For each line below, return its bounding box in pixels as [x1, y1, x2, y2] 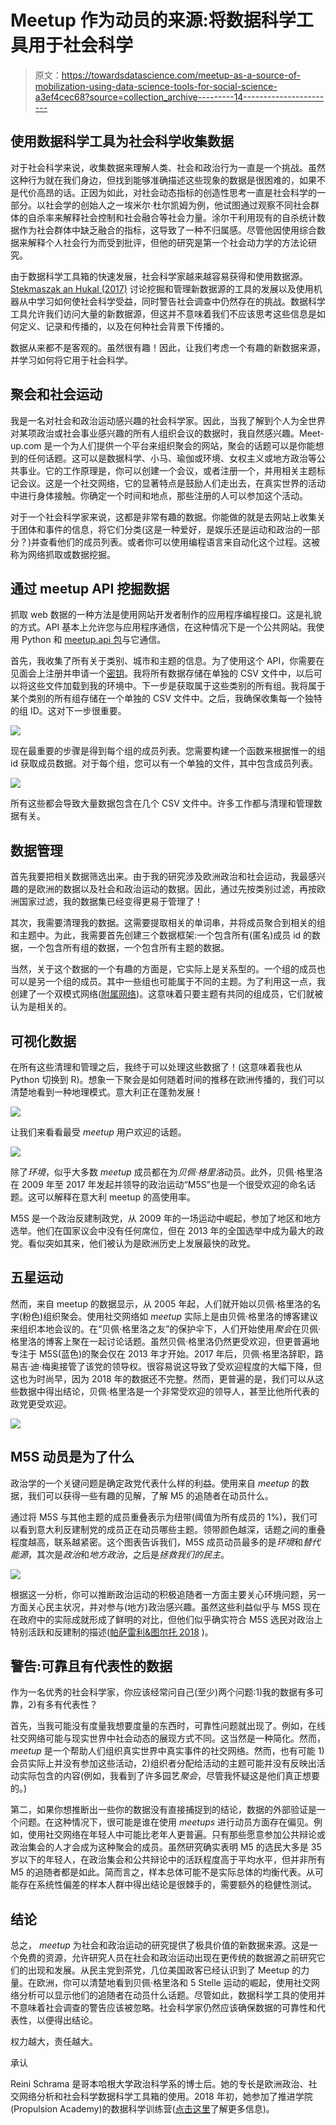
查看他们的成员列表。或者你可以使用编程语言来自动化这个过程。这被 [39, 536, 321, 548]
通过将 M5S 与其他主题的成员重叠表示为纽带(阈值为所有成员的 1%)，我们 [10, 1511, 310, 1523]
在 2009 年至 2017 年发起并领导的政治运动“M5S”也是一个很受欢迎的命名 [10, 1179, 307, 1190]
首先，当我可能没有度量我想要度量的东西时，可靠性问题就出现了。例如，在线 [10, 1720, 326, 1732]
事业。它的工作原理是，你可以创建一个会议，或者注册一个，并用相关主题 [18, 464, 317, 476]
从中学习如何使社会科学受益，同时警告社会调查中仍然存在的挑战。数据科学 [18, 295, 326, 307]
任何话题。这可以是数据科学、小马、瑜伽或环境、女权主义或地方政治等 [27, 452, 317, 464]
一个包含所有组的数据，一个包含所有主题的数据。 [27, 942, 230, 954]
